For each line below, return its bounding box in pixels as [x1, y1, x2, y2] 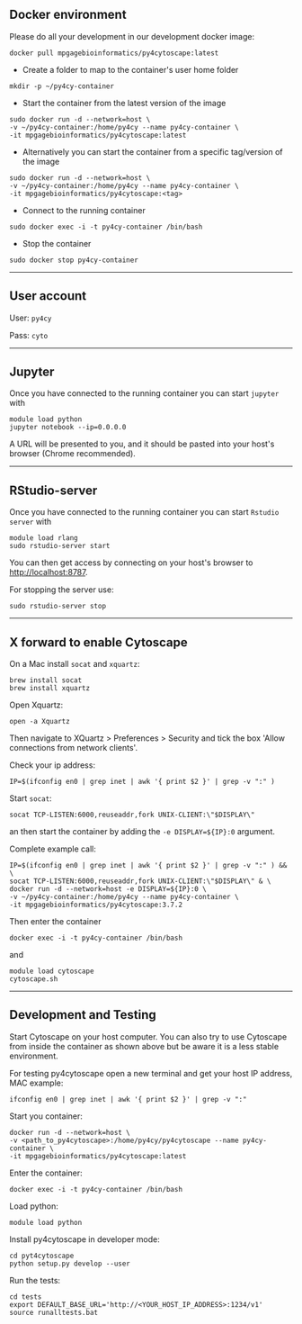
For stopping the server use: [9, 584, 114, 595]
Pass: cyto [9, 329, 49, 340]
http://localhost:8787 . [9, 567, 88, 578]
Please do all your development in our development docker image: [9, 31, 255, 41]
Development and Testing [9, 1007, 157, 1022]
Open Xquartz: [9, 699, 64, 710]
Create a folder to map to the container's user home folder [22, 64, 239, 75]
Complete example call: [9, 843, 97, 854]
